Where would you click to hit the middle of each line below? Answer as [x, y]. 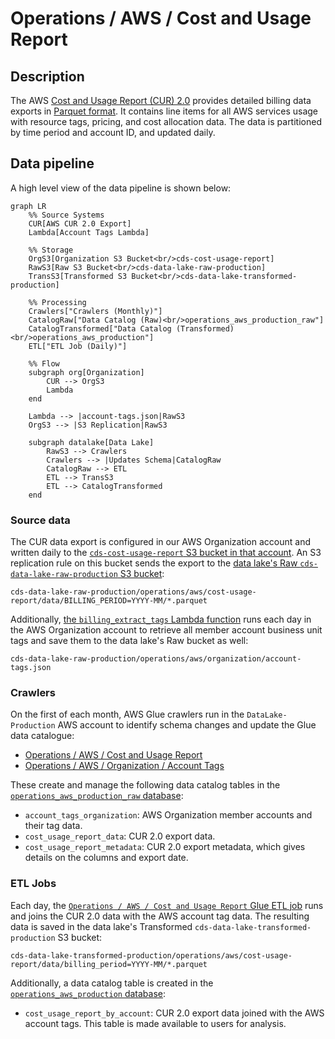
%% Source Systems [66, 215]
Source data [40, 520]
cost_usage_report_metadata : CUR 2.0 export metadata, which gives [165, 847]
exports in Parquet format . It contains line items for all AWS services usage [164, 111]
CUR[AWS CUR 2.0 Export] [80, 223]
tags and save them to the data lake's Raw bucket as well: [129, 641]
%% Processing [57, 302]
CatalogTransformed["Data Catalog [100, 328]
